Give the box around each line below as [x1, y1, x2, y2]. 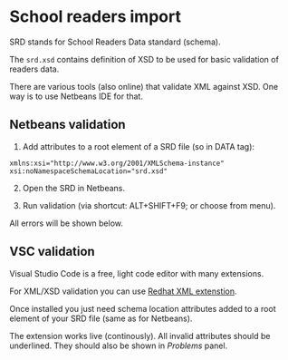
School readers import [9, 6, 181, 27]
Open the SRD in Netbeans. [22, 182, 125, 193]
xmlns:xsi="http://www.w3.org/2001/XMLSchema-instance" [9, 159, 225, 168]
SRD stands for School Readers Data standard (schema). [9, 36, 221, 47]
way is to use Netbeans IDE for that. [9, 91, 143, 102]
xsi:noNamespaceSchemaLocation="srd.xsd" [9, 166, 168, 176]
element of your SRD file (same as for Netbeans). [9, 313, 193, 324]
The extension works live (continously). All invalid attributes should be [9, 330, 271, 341]
